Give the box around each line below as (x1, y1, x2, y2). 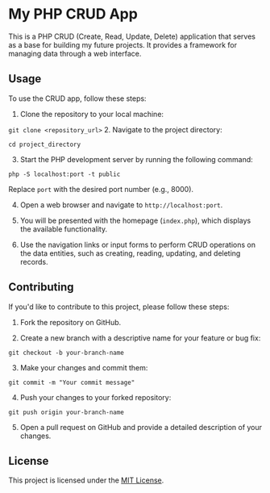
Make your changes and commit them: (19, 362, 148, 372)
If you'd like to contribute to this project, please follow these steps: (8, 302, 230, 311)
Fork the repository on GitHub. (19, 317, 122, 327)
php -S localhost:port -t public (8, 170, 121, 178)
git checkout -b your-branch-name (8, 349, 125, 357)
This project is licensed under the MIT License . (8, 475, 164, 485)
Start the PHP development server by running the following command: (19, 154, 254, 164)
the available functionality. (19, 224, 107, 234)
